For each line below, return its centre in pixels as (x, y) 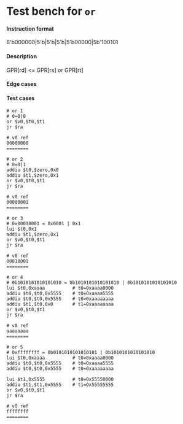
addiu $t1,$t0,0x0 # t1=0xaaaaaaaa (60, 304)
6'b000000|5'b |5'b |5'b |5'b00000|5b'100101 (62, 42)
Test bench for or (51, 11)
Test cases (21, 98)
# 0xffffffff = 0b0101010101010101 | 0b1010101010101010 (81, 353)
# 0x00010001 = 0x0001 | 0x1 (44, 224)
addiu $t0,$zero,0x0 (33, 170)
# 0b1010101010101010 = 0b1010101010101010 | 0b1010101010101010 (91, 283)
